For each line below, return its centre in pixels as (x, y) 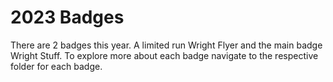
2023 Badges (67, 17)
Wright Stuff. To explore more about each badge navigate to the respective (164, 55)
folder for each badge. (56, 66)
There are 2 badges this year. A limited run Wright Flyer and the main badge (166, 45)
